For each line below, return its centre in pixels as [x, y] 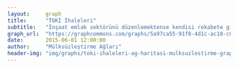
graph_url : [23, 34]
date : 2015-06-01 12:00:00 [57, 40]
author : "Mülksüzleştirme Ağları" [64, 47]
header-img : [25, 54]
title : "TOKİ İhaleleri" [52, 21]
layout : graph [34, 14]
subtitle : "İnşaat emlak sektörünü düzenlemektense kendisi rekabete [115, 27]
